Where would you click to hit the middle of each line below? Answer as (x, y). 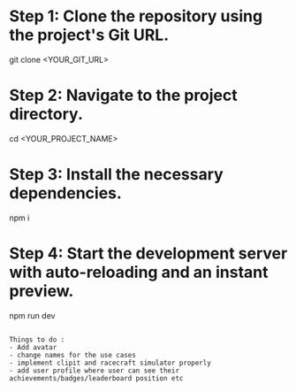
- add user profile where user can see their (94, 370)
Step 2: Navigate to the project (124, 96)
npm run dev (32, 315)
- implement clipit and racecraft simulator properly (110, 363)
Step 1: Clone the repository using (136, 16)
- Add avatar (33, 347)
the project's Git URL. (89, 35)
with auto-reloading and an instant (139, 273)
